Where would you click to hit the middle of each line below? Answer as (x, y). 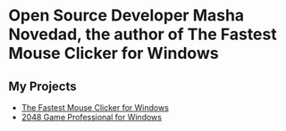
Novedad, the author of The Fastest (143, 34)
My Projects (42, 86)
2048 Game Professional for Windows (92, 117)
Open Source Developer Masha (126, 16)
